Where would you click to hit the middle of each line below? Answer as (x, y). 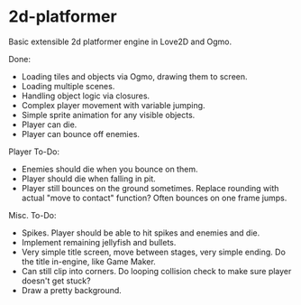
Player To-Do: (34, 152)
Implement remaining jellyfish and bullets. (99, 242)
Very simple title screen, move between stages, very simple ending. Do (153, 252)
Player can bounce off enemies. (81, 134)
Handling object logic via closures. (86, 96)
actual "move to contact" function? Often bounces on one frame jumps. (154, 198)
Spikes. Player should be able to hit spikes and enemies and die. (141, 233)
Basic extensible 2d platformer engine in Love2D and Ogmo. (120, 42)
